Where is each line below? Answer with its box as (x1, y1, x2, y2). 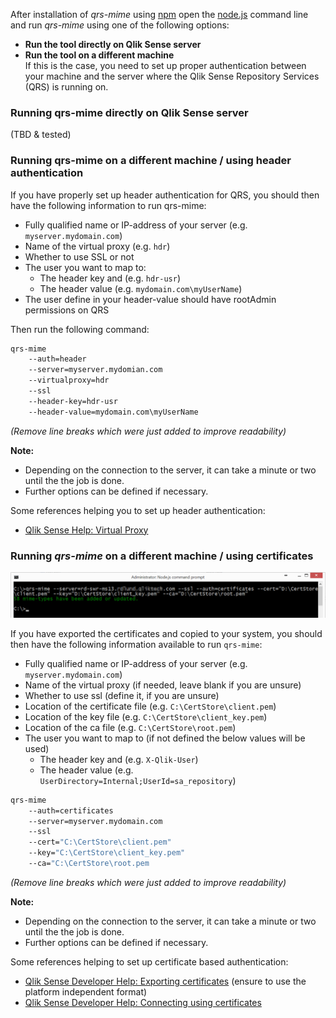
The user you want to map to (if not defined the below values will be (24, 732, 306, 744)
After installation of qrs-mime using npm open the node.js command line (10, 9, 309, 20)
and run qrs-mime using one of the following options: (10, 19, 230, 31)
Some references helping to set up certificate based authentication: (10, 955, 289, 968)
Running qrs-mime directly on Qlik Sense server (10, 105, 249, 119)
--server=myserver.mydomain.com (28, 816, 163, 826)
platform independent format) (24, 985, 148, 998)
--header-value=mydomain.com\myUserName (28, 407, 199, 417)
